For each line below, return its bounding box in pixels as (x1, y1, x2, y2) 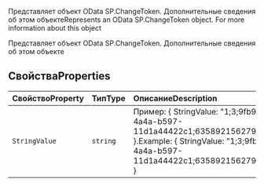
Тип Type (91, 93, 126, 104)
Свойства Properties (8, 70, 112, 83)
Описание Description (133, 93, 218, 104)
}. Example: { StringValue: (133, 135, 225, 146)
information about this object (8, 24, 102, 32)
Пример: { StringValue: (133, 106, 218, 117)
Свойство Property (12, 93, 85, 104)
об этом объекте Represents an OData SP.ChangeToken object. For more (8, 15, 245, 24)
